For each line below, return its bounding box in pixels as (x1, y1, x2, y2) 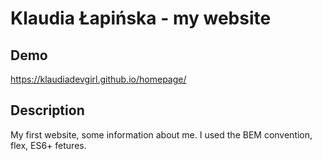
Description (10, 102, 85, 119)
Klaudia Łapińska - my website (10, 7, 272, 30)
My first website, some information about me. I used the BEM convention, (10, 128, 313, 141)
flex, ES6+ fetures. (10, 139, 87, 151)
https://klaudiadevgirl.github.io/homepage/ (10, 73, 187, 85)
